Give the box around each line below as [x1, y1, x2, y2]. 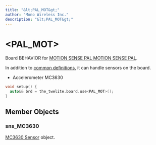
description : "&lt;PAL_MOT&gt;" [5, 17, 73, 22]
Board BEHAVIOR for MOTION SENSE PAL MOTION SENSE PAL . [5, 55, 138, 61]
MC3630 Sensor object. [5, 134, 56, 140]
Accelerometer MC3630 [12, 75, 63, 81]
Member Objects [5, 108, 59, 116]
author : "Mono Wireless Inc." [5, 12, 69, 17]
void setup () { [5, 84, 37, 90]
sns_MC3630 [5, 123, 39, 130]
